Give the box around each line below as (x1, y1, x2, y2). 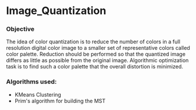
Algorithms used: (6, 78, 57, 86)
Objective (6, 25, 35, 33)
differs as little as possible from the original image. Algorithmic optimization (6, 57, 189, 64)
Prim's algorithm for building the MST (14, 97, 106, 104)
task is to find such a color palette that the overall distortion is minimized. (6, 63, 184, 70)
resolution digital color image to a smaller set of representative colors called (6, 44, 190, 51)
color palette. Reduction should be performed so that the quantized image (6, 51, 186, 58)
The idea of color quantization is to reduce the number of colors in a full (6, 38, 181, 45)
